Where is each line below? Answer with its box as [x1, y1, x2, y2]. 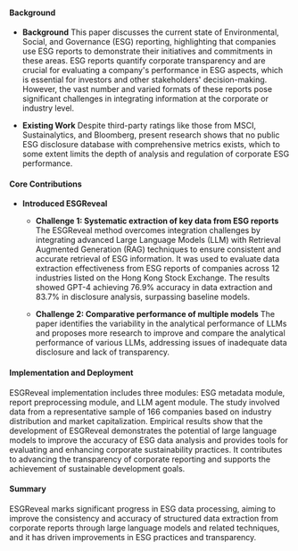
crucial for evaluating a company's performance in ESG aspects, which [21, 65, 284, 76]
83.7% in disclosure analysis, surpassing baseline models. [35, 291, 251, 303]
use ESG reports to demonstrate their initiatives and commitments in [21, 46, 274, 57]
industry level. [21, 103, 75, 113]
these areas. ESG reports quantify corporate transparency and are [21, 55, 266, 66]
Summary [9, 483, 46, 495]
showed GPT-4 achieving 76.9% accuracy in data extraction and [35, 282, 273, 293]
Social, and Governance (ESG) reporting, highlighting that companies [21, 37, 277, 47]
